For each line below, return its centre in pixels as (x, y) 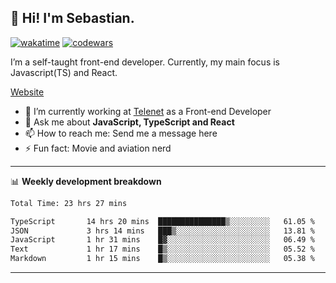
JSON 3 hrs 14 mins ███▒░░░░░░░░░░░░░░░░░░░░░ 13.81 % (162, 231)
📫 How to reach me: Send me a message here (121, 133)
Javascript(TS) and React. (64, 72)
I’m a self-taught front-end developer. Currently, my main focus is (145, 62)
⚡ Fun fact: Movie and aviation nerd (98, 148)
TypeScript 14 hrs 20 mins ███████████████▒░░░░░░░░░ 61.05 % (162, 221)
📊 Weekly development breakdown (86, 181)
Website (27, 92)
